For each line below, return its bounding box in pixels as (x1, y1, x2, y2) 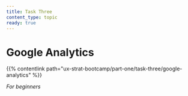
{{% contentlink (6, 65, 45, 72)
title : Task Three (6, 8, 52, 15)
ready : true (6, 20, 36, 26)
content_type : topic (6, 14, 58, 20)
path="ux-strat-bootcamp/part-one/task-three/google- (46, 65, 183, 72)
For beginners (6, 83, 41, 90)
